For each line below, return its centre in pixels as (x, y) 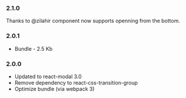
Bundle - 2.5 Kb (33, 48)
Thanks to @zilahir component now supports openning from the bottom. (93, 21)
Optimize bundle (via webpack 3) (54, 89)
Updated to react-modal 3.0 (48, 76)
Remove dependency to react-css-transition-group (76, 82)
